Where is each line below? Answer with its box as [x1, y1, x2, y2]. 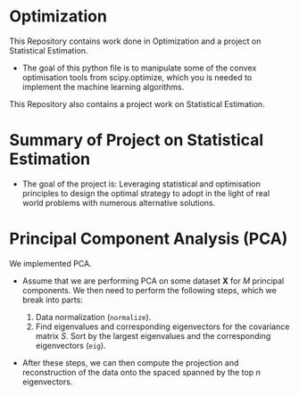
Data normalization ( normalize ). [35, 311, 152, 322]
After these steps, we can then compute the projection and [21, 357, 239, 367]
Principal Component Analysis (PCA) [9, 229, 288, 249]
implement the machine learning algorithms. [21, 81, 185, 92]
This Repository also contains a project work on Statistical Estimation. [9, 98, 265, 109]
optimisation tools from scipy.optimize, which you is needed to [21, 71, 253, 82]
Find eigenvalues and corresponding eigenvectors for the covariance [35, 321, 290, 332]
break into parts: [21, 294, 83, 305]
